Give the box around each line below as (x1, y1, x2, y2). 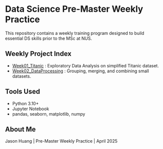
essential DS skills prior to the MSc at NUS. (5, 35, 92, 41)
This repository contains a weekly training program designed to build (5, 30, 145, 36)
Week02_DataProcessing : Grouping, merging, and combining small (12, 68, 149, 74)
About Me (5, 125, 36, 133)
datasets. (12, 73, 31, 79)
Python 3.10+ (12, 100, 39, 106)
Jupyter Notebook (12, 106, 49, 112)
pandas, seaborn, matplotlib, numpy (12, 111, 85, 117)
